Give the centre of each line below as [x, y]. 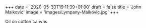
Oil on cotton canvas [26, 21]
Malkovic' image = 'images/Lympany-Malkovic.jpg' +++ [62, 12]
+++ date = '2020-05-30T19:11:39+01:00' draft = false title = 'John [73, 7]
